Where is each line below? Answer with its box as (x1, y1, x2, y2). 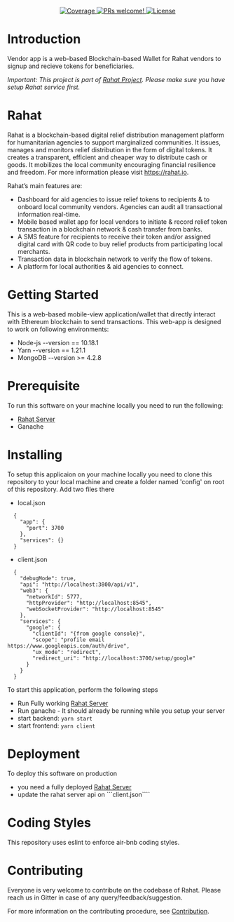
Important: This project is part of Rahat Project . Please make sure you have (7, 75, 226, 83)
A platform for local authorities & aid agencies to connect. (17, 262, 184, 270)
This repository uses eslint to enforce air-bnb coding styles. (7, 838, 180, 846)
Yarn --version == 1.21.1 (17, 346, 86, 354)
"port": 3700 (25, 524, 64, 531)
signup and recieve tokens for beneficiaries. (7, 62, 135, 70)
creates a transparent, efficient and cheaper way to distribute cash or (7, 153, 208, 161)
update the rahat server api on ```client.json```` (17, 790, 151, 799)
